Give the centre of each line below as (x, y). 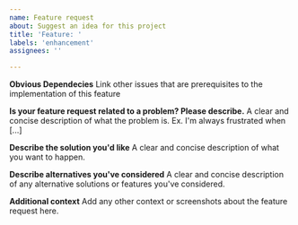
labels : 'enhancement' (52, 43)
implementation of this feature (65, 94)
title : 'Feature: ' (46, 34)
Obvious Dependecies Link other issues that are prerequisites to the (136, 84)
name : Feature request (52, 17)
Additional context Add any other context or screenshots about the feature (149, 202)
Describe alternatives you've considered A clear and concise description (147, 175)
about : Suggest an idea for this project (88, 26)
